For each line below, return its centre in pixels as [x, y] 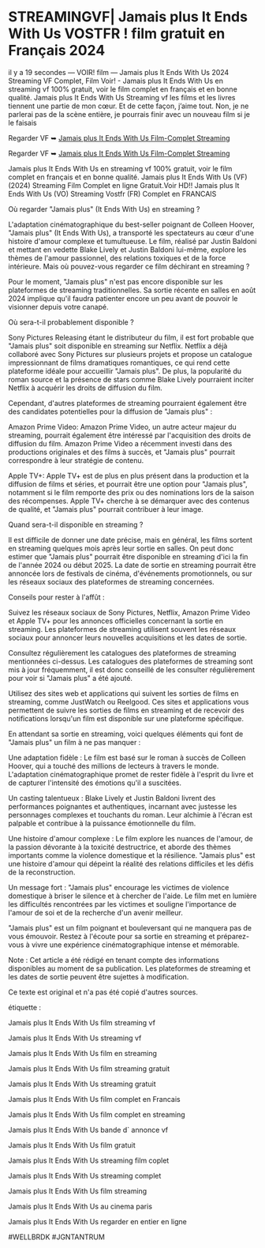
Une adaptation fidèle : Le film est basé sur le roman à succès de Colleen [127, 757]
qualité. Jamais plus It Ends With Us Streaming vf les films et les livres [122, 97]
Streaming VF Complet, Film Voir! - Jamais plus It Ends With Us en [116, 81]
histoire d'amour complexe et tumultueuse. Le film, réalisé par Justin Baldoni [132, 241]
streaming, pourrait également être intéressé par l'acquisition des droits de [129, 435]
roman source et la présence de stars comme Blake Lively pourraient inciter [131, 379]
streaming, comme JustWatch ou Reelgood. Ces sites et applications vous [129, 701]
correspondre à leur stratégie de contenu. [76, 460]
